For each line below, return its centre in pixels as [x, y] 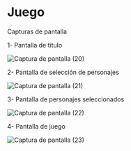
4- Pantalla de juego [37, 126]
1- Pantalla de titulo [35, 45]
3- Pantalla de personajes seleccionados [66, 99]
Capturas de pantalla [37, 31]
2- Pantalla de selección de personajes [63, 72]
